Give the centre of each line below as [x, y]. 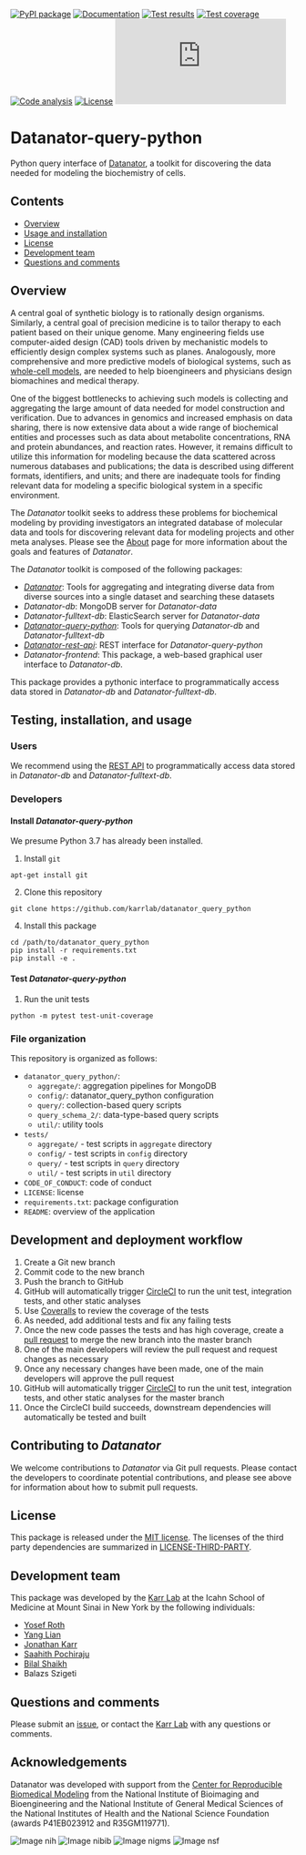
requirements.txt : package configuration [101, 1202]
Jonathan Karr [51, 1645]
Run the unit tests [56, 999]
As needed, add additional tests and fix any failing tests [127, 1320]
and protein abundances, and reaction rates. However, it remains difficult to [152, 446]
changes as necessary [66, 1358]
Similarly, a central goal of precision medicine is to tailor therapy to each [146, 323]
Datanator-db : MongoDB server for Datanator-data [120, 606]
